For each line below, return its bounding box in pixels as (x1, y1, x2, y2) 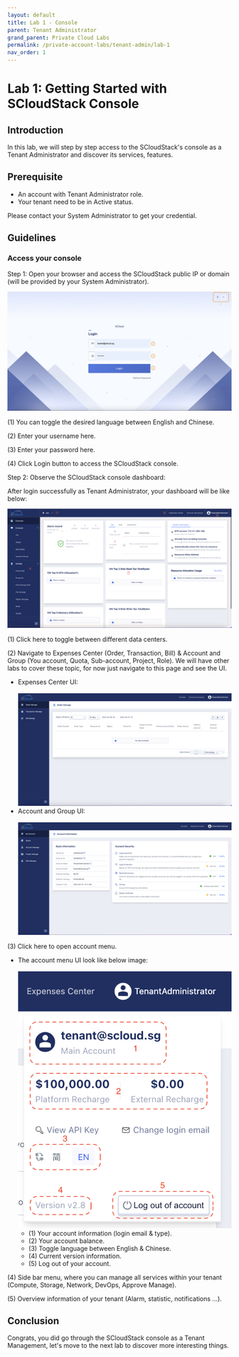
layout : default (7, 11, 55, 19)
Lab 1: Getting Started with (7, 80, 167, 97)
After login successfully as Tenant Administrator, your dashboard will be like (7, 486, 230, 495)
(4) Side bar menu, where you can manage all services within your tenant (7, 1273, 223, 1282)
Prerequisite (7, 171, 63, 183)
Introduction (7, 124, 64, 136)
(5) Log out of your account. (28, 1259, 112, 1267)
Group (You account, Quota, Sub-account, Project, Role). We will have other (7, 656, 230, 665)
